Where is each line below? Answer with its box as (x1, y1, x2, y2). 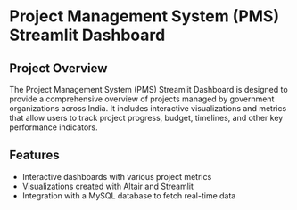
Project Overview (9, 61, 108, 76)
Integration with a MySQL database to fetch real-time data (21, 190, 236, 201)
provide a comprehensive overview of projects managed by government (9, 93, 275, 104)
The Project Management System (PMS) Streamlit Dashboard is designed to (9, 85, 288, 94)
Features (9, 148, 60, 163)
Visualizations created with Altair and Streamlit (21, 181, 194, 191)
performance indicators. (9, 122, 98, 133)
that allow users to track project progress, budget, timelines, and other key (9, 113, 284, 123)
